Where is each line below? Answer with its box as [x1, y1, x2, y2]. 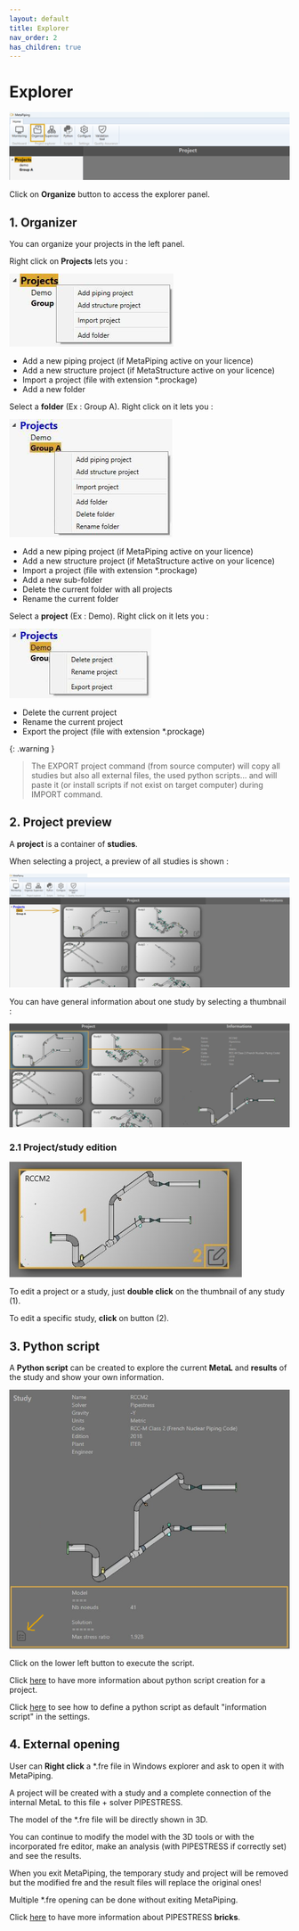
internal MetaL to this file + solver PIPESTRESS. [9, 1796, 183, 1807]
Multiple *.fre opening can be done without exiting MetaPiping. [9, 1894, 238, 1905]
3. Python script [9, 1338, 101, 1354]
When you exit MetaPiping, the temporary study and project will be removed [9, 1868, 289, 1878]
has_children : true [9, 43, 82, 52]
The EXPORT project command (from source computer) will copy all [30, 760, 280, 771]
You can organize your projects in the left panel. [9, 239, 185, 250]
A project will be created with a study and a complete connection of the [9, 1787, 271, 1798]
